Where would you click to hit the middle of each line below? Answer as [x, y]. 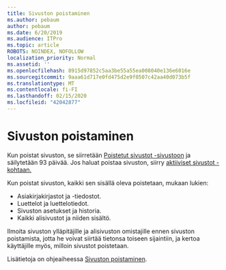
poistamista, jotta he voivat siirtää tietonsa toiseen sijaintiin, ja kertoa [103, 238]
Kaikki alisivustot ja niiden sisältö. [64, 218]
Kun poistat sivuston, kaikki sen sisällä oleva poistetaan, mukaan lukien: [108, 183]
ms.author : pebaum [33, 20]
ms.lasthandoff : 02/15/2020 [47, 96]
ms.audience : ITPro [35, 39]
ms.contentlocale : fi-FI [42, 90]
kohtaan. [19, 170]
